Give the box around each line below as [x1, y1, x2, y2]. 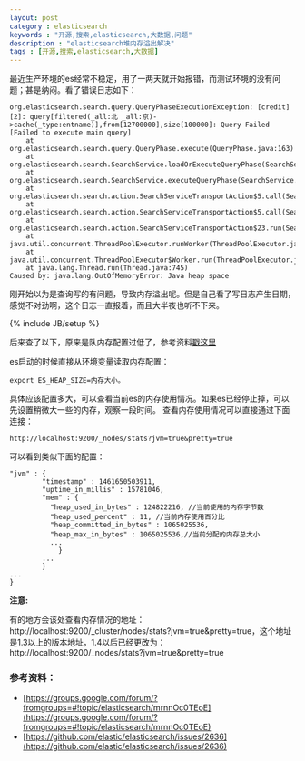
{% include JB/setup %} [9, 318, 100, 329]
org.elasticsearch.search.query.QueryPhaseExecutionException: [9, 103, 254, 112]
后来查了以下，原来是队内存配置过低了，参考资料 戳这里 [9, 337, 216, 348]
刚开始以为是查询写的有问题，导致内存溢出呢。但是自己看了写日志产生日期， [9, 288, 296, 300]
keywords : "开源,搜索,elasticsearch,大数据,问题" [9, 30, 192, 39]
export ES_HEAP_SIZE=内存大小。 [9, 376, 125, 386]
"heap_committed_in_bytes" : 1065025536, [49, 520, 209, 530]
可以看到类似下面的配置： [9, 451, 105, 462]
